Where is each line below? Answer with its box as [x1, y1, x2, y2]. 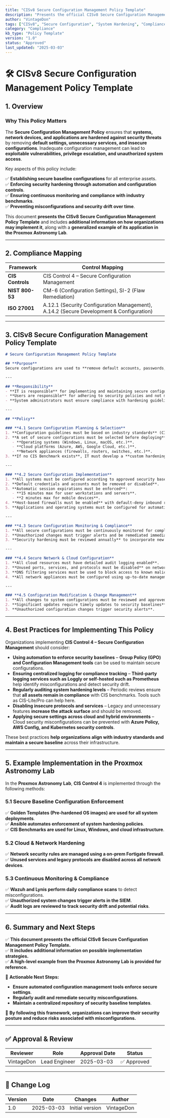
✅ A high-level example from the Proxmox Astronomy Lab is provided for [5, 959, 161, 965]
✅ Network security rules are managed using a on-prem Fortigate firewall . [5, 851, 164, 857]
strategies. [5, 953, 29, 960]
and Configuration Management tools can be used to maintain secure [12, 659, 160, 666]
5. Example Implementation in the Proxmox [5, 759, 143, 768]
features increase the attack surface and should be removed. [12, 708, 142, 714]
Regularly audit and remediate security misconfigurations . [12, 994, 138, 1001]
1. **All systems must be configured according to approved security [5, 476, 155, 482]
